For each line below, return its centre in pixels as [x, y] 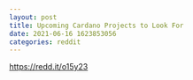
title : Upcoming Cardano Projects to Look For [96, 25]
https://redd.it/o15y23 [49, 67]
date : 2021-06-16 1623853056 [63, 33]
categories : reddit [45, 42]
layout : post [33, 17]
